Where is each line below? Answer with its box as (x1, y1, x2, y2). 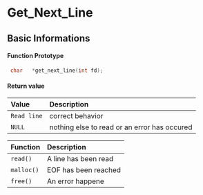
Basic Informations (7, 32, 90, 44)
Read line (10, 112, 43, 120)
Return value (7, 82, 45, 91)
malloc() (10, 166, 39, 174)
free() (10, 177, 32, 185)
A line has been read (47, 154, 114, 163)
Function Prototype (7, 52, 64, 60)
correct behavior (49, 111, 104, 120)
